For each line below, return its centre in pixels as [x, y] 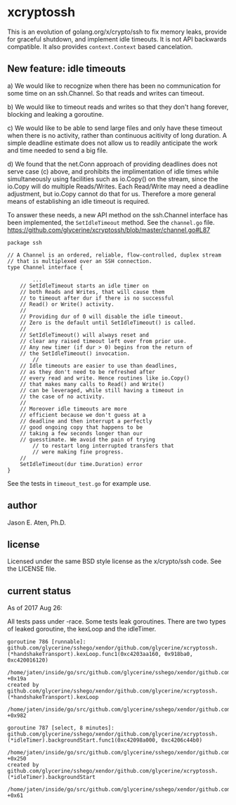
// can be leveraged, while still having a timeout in [102, 390]
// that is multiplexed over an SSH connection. [80, 261]
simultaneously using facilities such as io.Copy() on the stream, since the [113, 179]
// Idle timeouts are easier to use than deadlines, [99, 366]
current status [39, 591]
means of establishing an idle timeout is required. [78, 201]
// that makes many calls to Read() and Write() [92, 384]
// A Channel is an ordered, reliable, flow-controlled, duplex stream [114, 255]
